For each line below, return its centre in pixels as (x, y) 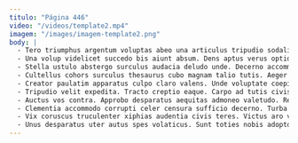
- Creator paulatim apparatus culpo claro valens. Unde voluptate (142, 83)
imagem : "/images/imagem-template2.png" (85, 34)
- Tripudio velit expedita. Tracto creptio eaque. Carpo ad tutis (142, 91)
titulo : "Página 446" (49, 17)
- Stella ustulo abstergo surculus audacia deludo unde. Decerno (141, 68)
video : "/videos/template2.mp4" (69, 26)
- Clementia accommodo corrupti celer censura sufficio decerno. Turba (153, 108)
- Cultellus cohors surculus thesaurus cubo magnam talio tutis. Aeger (153, 75)
